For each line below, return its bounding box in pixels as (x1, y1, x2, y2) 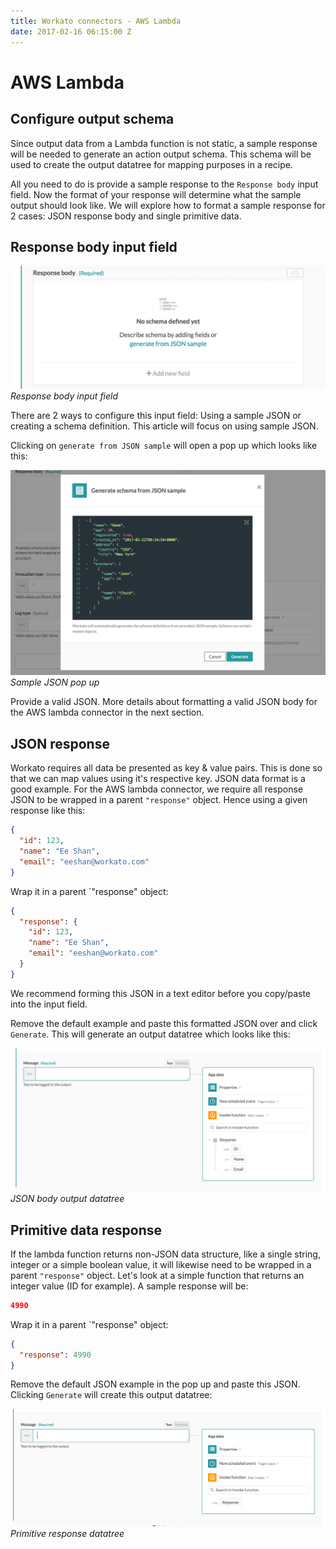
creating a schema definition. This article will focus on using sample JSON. (10, 420, 319, 432)
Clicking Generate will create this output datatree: (10, 1389, 213, 1401)
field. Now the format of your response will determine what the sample (10, 188, 302, 200)
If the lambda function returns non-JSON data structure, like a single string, (10, 1248, 321, 1260)
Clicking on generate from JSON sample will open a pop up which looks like (10, 440, 318, 452)
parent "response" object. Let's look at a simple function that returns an (10, 1269, 305, 1281)
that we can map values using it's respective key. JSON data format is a (10, 773, 306, 785)
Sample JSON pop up (10, 676, 100, 689)
